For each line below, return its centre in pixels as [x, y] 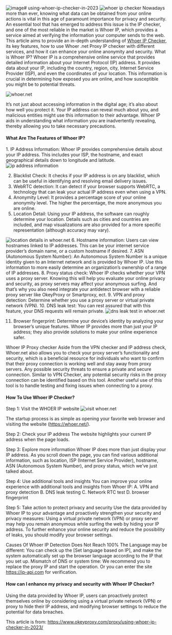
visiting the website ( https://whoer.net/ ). [48, 424]
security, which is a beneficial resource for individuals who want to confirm [85, 358]
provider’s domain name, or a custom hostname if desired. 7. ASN [75, 251]
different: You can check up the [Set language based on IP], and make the [84, 550]
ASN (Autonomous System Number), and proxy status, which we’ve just [82, 466]
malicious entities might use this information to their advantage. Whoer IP [83, 115]
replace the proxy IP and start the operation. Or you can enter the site [79, 567]
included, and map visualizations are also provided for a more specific [87, 225]
